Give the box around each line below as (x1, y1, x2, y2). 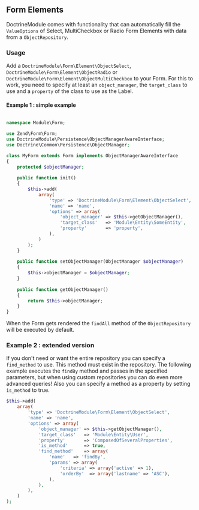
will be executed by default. (6, 326, 75, 334)
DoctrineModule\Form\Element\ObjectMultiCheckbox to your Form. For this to (6, 75, 194, 82)
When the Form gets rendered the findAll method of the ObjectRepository (6, 320, 191, 327)
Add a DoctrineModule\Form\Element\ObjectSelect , (6, 62, 131, 70)
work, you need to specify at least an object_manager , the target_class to (6, 81, 188, 89)
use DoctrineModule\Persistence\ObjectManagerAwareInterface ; (6, 136, 165, 143)
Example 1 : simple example (6, 101, 76, 109)
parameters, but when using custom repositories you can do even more (6, 374, 183, 381)
